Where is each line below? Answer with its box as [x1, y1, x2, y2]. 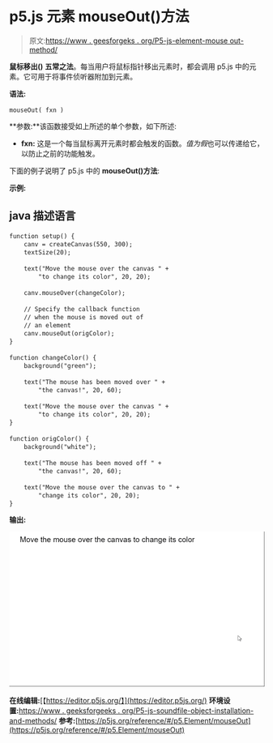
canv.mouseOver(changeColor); [23, 288, 126, 297]
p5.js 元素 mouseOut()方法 [9, 7, 190, 26]
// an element [23, 321, 71, 329]
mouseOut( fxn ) [9, 106, 64, 114]
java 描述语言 [9, 209, 76, 223]
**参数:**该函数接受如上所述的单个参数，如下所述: [9, 121, 177, 130]
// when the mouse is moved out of [23, 313, 144, 321]
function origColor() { [9, 434, 90, 442]
